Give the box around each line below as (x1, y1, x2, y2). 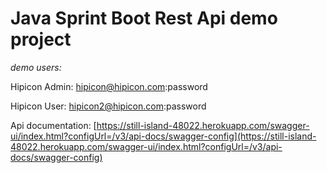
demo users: (10, 61, 62, 73)
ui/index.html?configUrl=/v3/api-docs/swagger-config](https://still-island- (10, 130, 317, 142)
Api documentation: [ (10, 119, 97, 131)
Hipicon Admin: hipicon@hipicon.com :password (10, 80, 208, 92)
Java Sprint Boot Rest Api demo (10, 7, 278, 30)
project (10, 28, 72, 51)
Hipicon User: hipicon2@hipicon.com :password (10, 100, 207, 112)
